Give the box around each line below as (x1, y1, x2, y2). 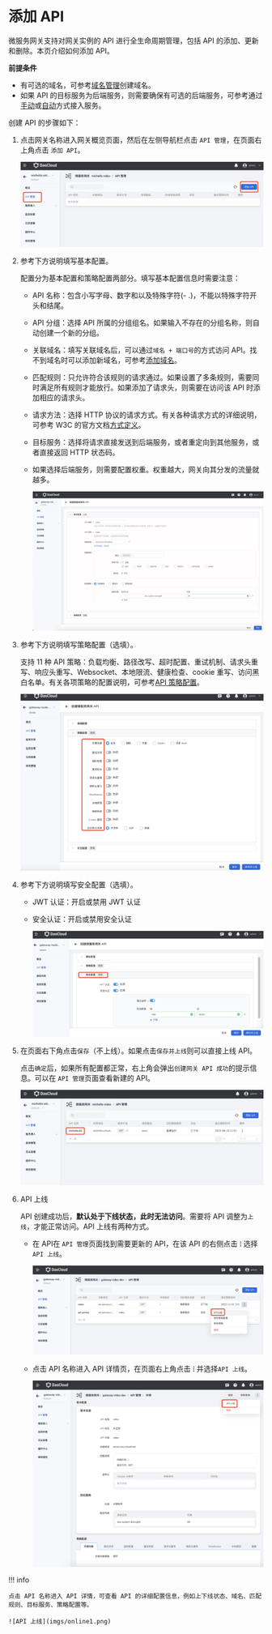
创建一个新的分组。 (39, 327, 104, 337)
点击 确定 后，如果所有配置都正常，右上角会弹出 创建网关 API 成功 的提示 (19, 1063, 250, 1073)
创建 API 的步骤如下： (8, 117, 81, 127)
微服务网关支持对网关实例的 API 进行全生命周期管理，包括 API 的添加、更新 (8, 36, 259, 45)
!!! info (8, 1575, 30, 1585)
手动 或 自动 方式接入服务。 (19, 100, 106, 110)
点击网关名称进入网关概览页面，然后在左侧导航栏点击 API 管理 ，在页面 (19, 134, 255, 144)
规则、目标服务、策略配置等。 (8, 1601, 93, 1609)
